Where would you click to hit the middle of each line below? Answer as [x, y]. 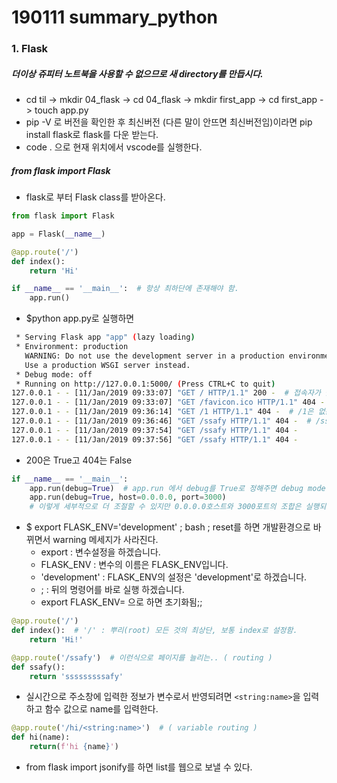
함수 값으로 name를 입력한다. [101, 709]
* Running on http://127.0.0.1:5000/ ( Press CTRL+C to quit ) [145, 384]
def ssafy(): [38, 667]
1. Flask [30, 49]
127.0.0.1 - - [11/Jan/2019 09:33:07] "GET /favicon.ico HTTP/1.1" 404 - [168, 402]
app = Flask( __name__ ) [58, 234]
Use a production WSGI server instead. [107, 365]
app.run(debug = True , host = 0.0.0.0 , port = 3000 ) [128, 497]
